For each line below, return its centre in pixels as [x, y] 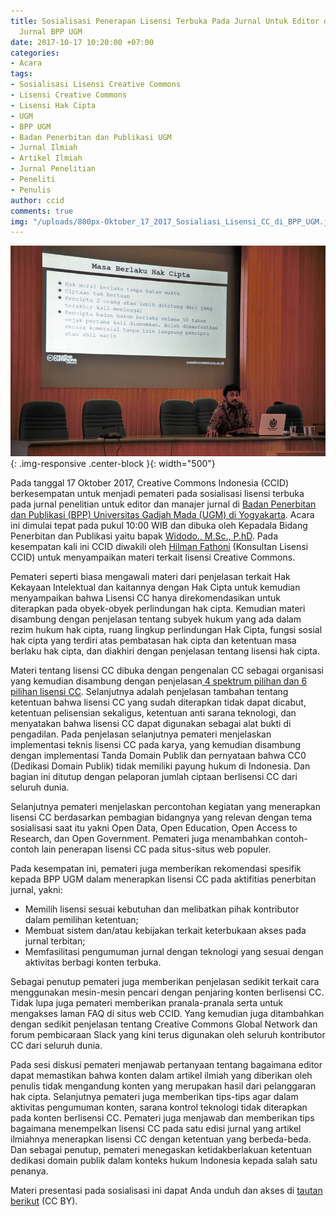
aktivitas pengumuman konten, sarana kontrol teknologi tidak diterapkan [159, 1107]
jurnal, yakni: [36, 889]
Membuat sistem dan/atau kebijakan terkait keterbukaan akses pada [165, 930]
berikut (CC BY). [44, 1201]
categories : [35, 53]
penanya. [29, 1171]
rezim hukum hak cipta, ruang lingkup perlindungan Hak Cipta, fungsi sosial [166, 629]
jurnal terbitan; [55, 941]
